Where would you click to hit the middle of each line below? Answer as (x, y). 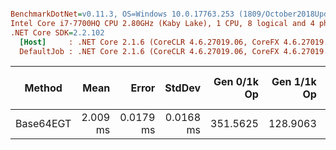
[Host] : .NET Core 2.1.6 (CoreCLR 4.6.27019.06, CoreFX (149, 42)
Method (43, 88)
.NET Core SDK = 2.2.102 (57, 32)
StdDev (183, 88)
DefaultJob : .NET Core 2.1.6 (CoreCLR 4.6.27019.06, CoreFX (149, 51)
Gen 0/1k (236, 82)
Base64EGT (43, 124)
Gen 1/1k (294, 82)
